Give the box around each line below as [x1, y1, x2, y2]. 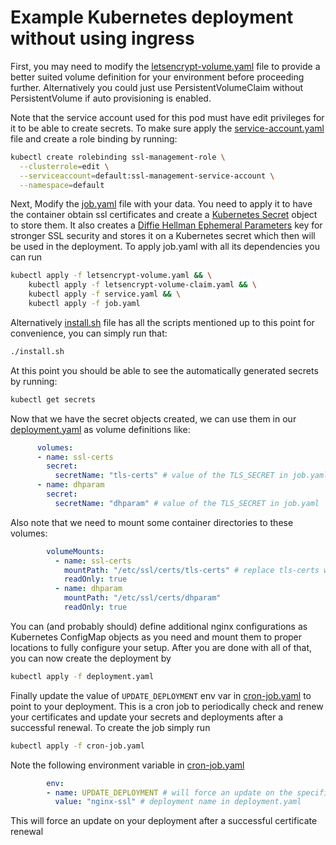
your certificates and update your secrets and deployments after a [10, 711, 284, 723]
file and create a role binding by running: [10, 132, 178, 145]
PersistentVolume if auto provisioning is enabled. [10, 92, 212, 104]
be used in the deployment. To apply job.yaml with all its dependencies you [10, 241, 320, 253]
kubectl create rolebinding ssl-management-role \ [10, 152, 226, 162]
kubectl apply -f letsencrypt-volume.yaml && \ [10, 271, 213, 281]
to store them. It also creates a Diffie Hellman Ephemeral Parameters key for [10, 219, 323, 231]
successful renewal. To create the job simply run [10, 721, 211, 733]
